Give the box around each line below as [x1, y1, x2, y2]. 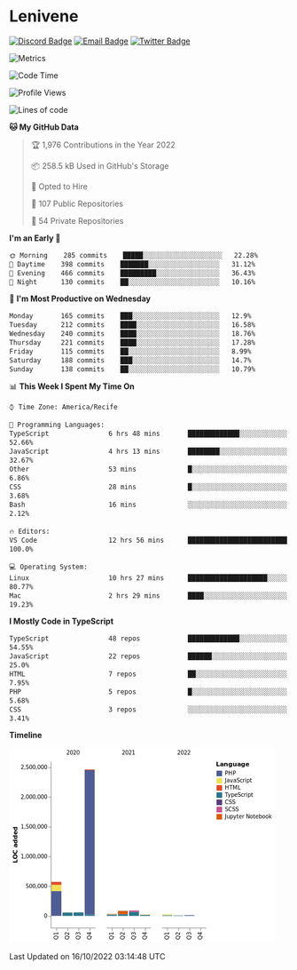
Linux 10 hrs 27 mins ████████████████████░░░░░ [9, 573, 288, 583]
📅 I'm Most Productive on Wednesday [9, 293, 151, 304]
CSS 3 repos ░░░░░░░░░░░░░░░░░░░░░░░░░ [9, 704, 288, 714]
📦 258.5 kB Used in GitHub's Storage [30, 160, 169, 171]
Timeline [9, 729, 43, 740]
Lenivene [9, 6, 79, 27]
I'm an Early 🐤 [9, 233, 61, 243]
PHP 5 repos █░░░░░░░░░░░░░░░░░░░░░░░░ [9, 687, 288, 696]
